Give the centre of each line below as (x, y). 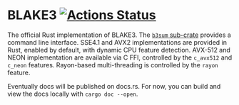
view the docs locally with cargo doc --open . (73, 94)
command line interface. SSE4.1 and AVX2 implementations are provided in (117, 42)
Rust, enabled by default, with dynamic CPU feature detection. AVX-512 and (119, 50)
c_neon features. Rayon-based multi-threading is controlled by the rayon (113, 65)
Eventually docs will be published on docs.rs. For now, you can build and (114, 86)
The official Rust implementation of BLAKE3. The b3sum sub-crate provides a (119, 35)
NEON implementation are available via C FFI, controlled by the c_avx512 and (120, 57)
